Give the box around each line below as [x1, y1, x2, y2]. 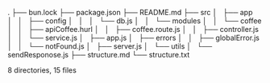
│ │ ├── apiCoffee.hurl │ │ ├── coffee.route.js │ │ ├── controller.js [7, 25, 260, 34]
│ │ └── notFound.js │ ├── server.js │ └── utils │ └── [7, 41, 213, 51]
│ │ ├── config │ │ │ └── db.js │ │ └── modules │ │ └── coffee [7, 16, 263, 26]
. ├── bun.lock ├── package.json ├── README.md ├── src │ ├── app [7, 8, 253, 17]
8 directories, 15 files [7, 65, 77, 75]
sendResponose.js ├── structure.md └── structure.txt [7, 50, 190, 59]
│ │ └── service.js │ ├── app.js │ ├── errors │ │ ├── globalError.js [7, 33, 260, 42]
